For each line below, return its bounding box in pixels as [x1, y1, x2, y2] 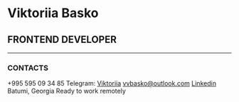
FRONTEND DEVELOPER [7, 34, 117, 46]
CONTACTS [7, 63, 48, 73]
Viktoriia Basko [7, 5, 99, 21]
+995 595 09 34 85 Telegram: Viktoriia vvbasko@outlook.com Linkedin [7, 79, 217, 88]
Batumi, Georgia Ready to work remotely [7, 87, 127, 96]
